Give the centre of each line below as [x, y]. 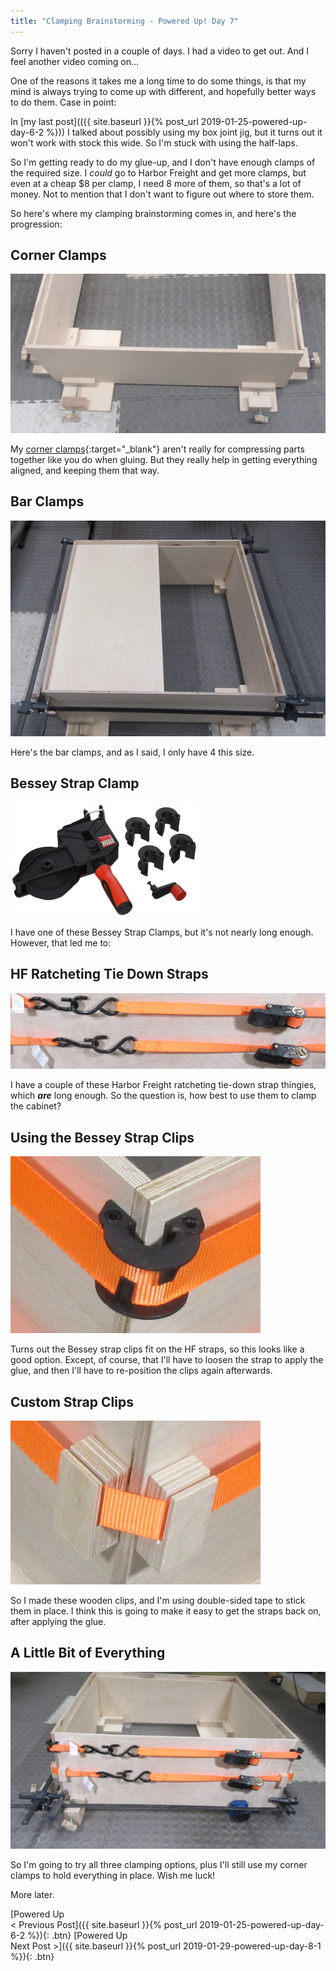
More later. [32, 1894]
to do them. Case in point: [63, 102]
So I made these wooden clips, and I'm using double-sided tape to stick [158, 1601]
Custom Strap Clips [72, 1401]
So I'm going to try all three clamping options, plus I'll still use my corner [159, 1864]
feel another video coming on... [75, 61]
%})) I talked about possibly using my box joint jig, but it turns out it [184, 132]
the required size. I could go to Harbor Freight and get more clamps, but [158, 172]
